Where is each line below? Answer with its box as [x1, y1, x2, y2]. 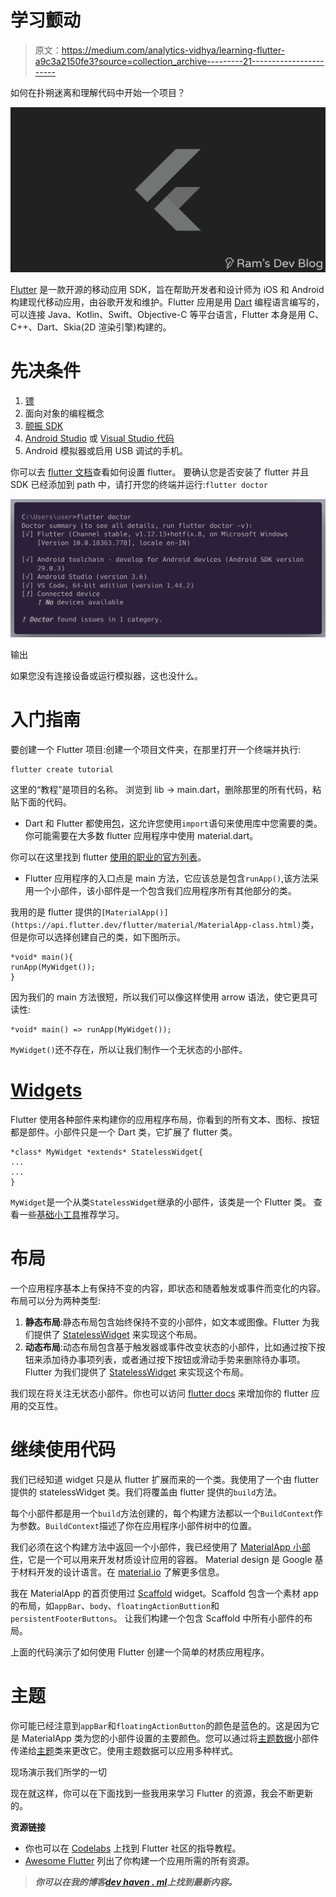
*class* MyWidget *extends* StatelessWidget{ [10, 1147, 203, 1158]
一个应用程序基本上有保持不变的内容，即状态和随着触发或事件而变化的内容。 [10, 1282, 326, 1294]
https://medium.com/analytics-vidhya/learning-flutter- [61, 44, 286, 56]
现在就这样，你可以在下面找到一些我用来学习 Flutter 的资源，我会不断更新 [10, 1787, 314, 1799]
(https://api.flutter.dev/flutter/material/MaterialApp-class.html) [10, 921, 302, 931]
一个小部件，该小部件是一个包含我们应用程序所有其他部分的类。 [33, 885, 297, 897]
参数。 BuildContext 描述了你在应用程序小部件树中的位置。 [18, 1519, 257, 1531]
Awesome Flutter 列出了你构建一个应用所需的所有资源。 [24, 1854, 255, 1866]
